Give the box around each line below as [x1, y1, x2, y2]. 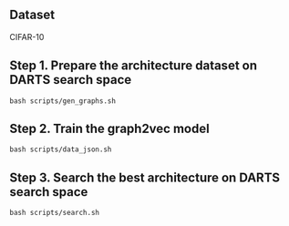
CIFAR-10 [9, 31, 45, 42]
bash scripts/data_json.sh [9, 145, 112, 154]
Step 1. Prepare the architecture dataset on [9, 58, 258, 74]
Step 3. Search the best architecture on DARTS [9, 169, 281, 185]
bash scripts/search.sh [9, 209, 100, 218]
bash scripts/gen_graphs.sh [9, 96, 117, 106]
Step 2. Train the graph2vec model [9, 121, 210, 137]
